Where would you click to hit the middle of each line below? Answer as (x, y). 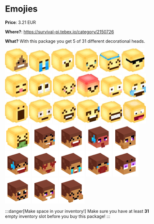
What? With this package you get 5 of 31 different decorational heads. (75, 41)
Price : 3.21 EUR (21, 22)
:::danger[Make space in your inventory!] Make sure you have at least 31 (77, 211)
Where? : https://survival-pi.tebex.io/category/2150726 (60, 32)
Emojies (21, 9)
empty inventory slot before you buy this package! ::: (58, 216)
